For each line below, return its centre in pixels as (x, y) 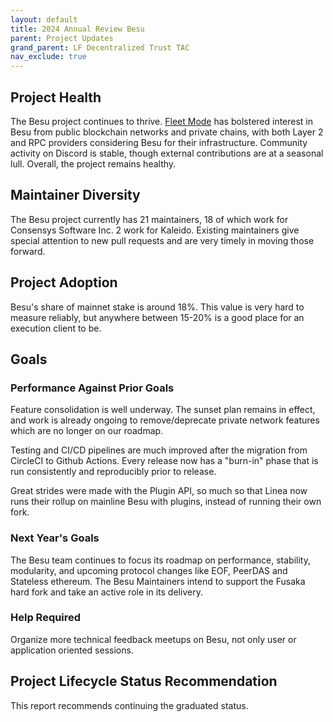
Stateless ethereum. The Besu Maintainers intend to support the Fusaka (158, 581)
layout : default (44, 19)
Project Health (56, 97)
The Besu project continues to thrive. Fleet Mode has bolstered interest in (162, 121)
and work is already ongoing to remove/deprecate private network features (165, 420)
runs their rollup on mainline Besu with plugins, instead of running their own (166, 502)
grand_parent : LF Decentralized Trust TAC (100, 47)
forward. (28, 251)
